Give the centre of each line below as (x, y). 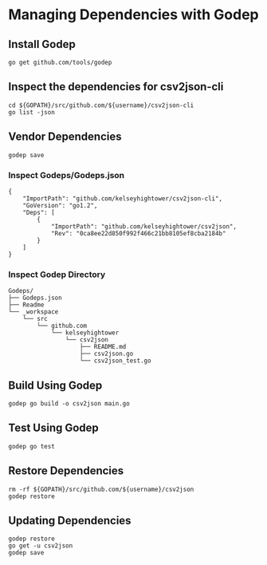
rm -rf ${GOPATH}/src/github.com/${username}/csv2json (101, 489)
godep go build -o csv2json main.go (69, 404)
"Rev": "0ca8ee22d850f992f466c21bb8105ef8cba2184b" (138, 233)
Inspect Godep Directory (57, 275)
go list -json (32, 112)
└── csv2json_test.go (115, 361)
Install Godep (42, 44)
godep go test (32, 446)
